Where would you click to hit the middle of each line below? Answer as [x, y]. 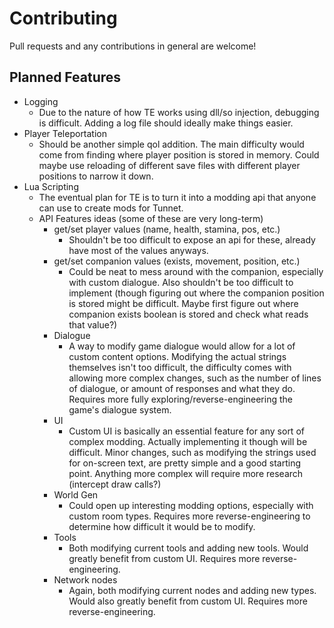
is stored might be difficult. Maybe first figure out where [183, 303]
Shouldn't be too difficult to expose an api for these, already [192, 239]
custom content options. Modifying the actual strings [177, 356]
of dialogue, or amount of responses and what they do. [182, 388]
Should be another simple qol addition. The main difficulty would [171, 144]
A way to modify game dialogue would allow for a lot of [182, 346]
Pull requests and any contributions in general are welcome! [133, 46]
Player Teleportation [65, 133]
